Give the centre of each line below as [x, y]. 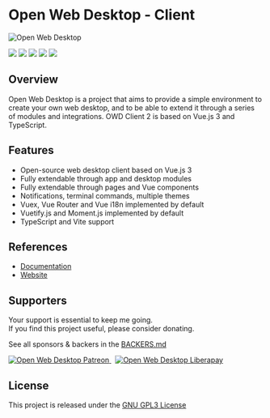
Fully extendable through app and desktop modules [106, 178]
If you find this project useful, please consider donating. [101, 329]
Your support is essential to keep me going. [81, 320]
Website [34, 275]
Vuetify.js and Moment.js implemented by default [102, 213]
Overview [34, 80]
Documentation [46, 267]
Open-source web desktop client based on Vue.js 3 [106, 170]
